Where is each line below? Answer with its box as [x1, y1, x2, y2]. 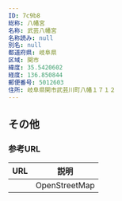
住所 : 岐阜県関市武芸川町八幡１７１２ [8, 85, 116, 94]
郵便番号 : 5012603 [8, 78, 65, 86]
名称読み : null [8, 33, 54, 42]
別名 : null [8, 41, 42, 49]
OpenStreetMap [35, 180, 95, 191]
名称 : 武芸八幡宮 [8, 26, 57, 34]
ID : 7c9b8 [8, 11, 41, 20]
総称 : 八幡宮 [8, 19, 45, 27]
